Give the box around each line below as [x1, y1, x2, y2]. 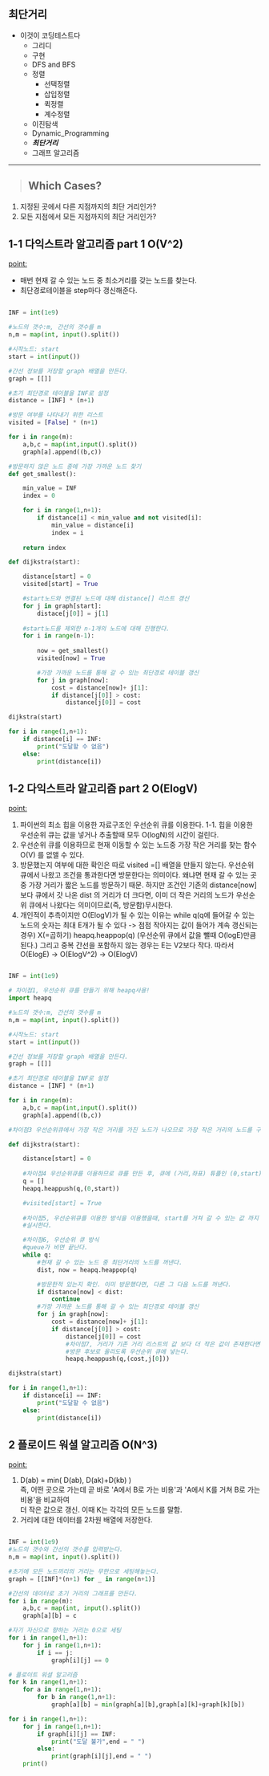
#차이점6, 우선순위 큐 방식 [22, 1236, 99, 1244]
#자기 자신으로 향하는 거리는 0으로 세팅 [8, 1627, 122, 1635]
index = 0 [22, 492, 56, 500]
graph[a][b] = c [22, 1612, 78, 1620]
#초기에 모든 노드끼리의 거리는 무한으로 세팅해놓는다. [8, 1567, 160, 1575]
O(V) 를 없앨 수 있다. [19, 850, 85, 860]
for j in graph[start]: [22, 601, 102, 610]
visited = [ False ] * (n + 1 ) [8, 418, 98, 427]
